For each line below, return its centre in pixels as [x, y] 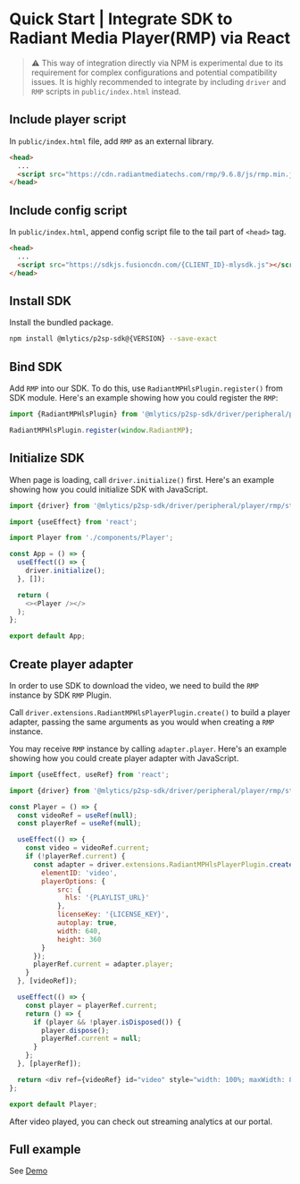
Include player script [68, 119]
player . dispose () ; [75, 1030]
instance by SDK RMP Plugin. [60, 695]
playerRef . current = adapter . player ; [103, 964]
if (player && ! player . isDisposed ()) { [107, 1022]
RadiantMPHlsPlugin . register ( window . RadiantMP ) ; [101, 430]
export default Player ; [54, 1104]
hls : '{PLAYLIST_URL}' [108, 898]
